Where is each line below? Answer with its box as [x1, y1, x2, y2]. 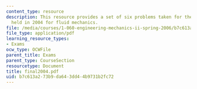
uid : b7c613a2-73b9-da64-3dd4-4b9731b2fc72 [6, 74, 114, 80]
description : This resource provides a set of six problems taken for [6, 14, 182, 20]
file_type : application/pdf [6, 30, 75, 36]
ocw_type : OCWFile [6, 47, 51, 53]
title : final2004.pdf [6, 69, 59, 74]
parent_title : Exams [6, 52, 57, 58]
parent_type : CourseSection [6, 57, 75, 63]
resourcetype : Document [6, 63, 64, 69]
